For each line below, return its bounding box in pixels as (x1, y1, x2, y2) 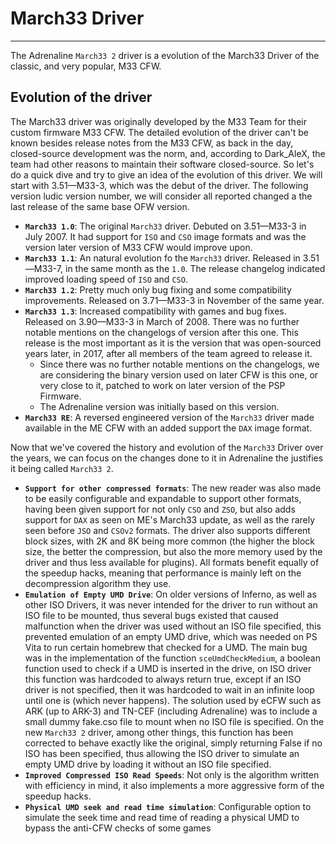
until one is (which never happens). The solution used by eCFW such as (24, 694, 322, 706)
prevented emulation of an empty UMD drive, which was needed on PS (24, 630, 318, 642)
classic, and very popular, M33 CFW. (10, 60, 162, 72)
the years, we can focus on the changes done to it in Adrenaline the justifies (10, 452, 324, 464)
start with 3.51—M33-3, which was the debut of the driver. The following (10, 179, 309, 191)
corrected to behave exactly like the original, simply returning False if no (24, 737, 323, 749)
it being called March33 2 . (10, 462, 114, 474)
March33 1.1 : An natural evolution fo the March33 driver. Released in (24, 252, 301, 264)
